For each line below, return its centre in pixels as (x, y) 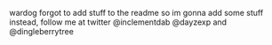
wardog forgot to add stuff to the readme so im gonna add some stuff (136, 13)
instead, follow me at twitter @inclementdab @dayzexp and (118, 22)
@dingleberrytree (41, 31)
